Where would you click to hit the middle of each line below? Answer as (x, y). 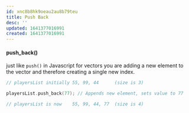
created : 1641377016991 (35, 34)
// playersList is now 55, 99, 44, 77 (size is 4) (75, 104)
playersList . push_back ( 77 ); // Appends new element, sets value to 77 (95, 93)
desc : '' (17, 22)
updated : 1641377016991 (35, 28)
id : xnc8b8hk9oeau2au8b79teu (42, 12)
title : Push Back (27, 17)
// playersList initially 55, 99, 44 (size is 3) (75, 83)
